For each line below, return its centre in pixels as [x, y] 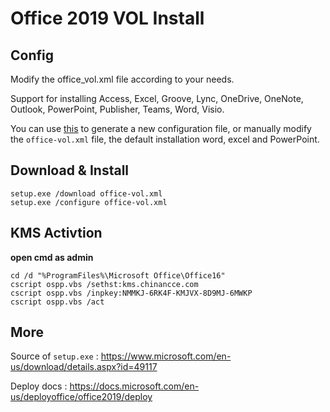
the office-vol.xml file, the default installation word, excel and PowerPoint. [165, 139]
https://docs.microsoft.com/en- [134, 386]
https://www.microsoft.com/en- [166, 356]
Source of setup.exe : [54, 356]
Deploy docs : [39, 386]
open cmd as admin [52, 257]
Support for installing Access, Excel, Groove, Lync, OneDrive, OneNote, [157, 98]
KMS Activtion [56, 233]
